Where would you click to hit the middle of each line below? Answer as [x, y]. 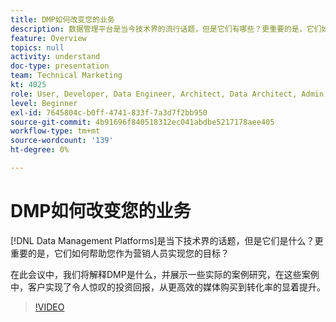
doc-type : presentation [60, 66]
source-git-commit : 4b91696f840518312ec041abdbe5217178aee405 [142, 122]
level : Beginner [44, 103]
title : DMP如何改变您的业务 [62, 19]
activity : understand [55, 57]
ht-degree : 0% [40, 150]
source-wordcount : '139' [62, 141]
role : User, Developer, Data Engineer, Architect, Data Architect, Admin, [169, 94]
